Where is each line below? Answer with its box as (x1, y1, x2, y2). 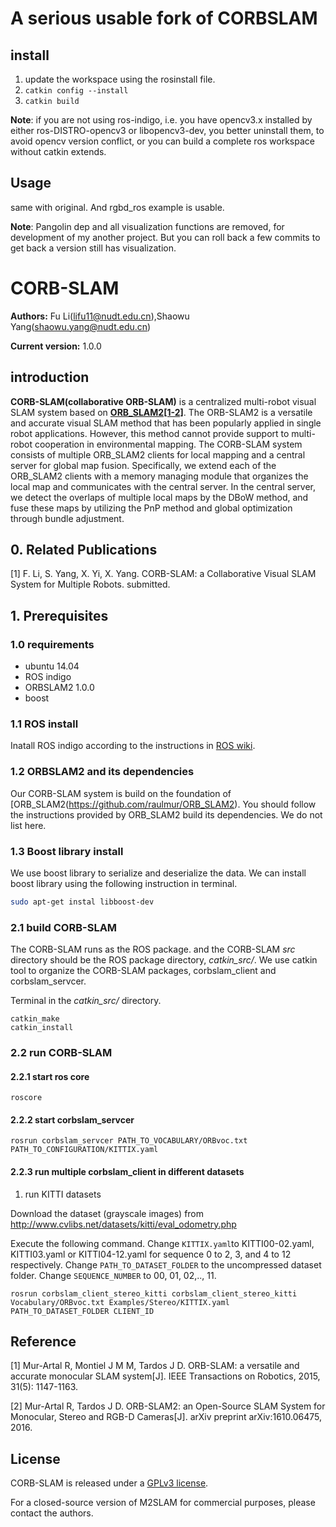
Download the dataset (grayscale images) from (10, 1207, 205, 1219)
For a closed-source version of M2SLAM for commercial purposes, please (10, 1497, 316, 1509)
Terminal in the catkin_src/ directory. (10, 995, 162, 1007)
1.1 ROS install (10, 717, 79, 731)
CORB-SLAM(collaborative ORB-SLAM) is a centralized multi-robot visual (10, 395, 317, 407)
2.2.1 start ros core (10, 1070, 90, 1082)
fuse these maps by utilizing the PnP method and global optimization (10, 502, 293, 514)
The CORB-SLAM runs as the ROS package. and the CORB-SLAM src (10, 943, 296, 956)
